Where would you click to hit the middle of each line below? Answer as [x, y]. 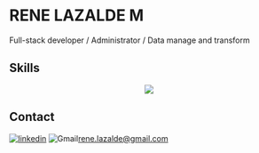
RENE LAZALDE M [77, 16]
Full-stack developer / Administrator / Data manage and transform [129, 40]
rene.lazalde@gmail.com [123, 138]
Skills [24, 68]
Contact [32, 117]
